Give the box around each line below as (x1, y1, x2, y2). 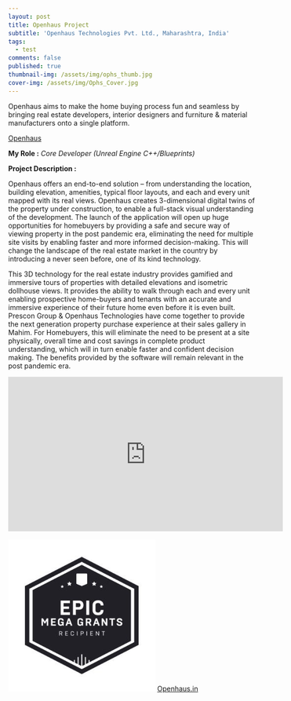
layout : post (8, 13, 51, 20)
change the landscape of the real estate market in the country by (8, 246, 218, 255)
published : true (8, 63, 61, 71)
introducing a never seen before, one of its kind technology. (8, 254, 202, 263)
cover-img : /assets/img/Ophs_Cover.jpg (8, 78, 139, 86)
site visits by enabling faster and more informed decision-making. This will (8, 237, 249, 246)
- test (15, 46, 37, 54)
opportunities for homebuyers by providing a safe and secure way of (8, 221, 230, 230)
